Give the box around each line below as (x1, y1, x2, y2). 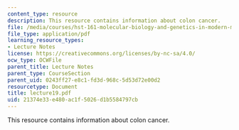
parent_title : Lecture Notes (7, 63, 94, 70)
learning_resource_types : (7, 37, 84, 44)
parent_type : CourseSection (7, 70, 91, 77)
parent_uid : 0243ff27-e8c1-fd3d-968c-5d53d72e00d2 (7, 76, 161, 84)
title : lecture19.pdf (7, 90, 72, 97)
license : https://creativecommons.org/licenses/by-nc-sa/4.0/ (7, 50, 196, 58)
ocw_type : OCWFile (7, 57, 62, 64)
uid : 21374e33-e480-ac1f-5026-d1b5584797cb (7, 97, 139, 104)
